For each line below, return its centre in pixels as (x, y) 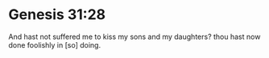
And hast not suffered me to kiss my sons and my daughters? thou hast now (134, 37)
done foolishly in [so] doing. (55, 44)
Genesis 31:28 (57, 15)
